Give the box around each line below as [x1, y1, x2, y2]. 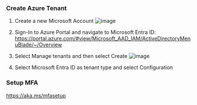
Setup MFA [6, 79, 38, 87]
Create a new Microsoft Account [14, 18, 94, 25]
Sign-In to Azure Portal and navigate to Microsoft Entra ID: [14, 29, 156, 36]
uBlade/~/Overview [14, 41, 63, 48]
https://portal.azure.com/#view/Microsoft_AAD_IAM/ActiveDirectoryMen [14, 35, 191, 42]
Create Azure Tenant [6, 4, 67, 12]
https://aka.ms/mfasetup [6, 92, 66, 99]
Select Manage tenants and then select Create [14, 53, 128, 60]
